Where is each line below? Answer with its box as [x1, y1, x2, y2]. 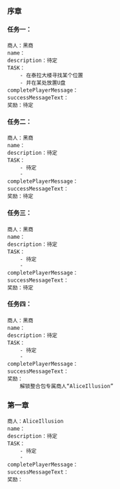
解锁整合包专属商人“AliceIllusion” [20, 383, 114, 390]
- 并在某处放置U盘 [20, 79, 66, 87]
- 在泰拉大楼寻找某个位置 [20, 72, 84, 79]
